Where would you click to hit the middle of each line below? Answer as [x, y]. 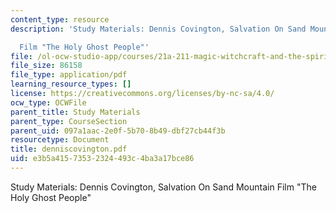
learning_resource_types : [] [71, 84]
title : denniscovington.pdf [69, 149]
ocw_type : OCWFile [48, 102]
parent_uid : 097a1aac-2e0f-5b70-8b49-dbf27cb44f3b [118, 131]
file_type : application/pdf [69, 75]
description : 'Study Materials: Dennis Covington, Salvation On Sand [158, 29]
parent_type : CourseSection [69, 121]
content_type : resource [60, 19]
